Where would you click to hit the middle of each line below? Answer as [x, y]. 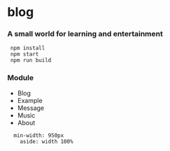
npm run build [31, 61]
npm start [24, 54]
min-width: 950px [39, 135]
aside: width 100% [47, 141]
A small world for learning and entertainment [85, 34]
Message [30, 108]
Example [30, 100]
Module [20, 78]
